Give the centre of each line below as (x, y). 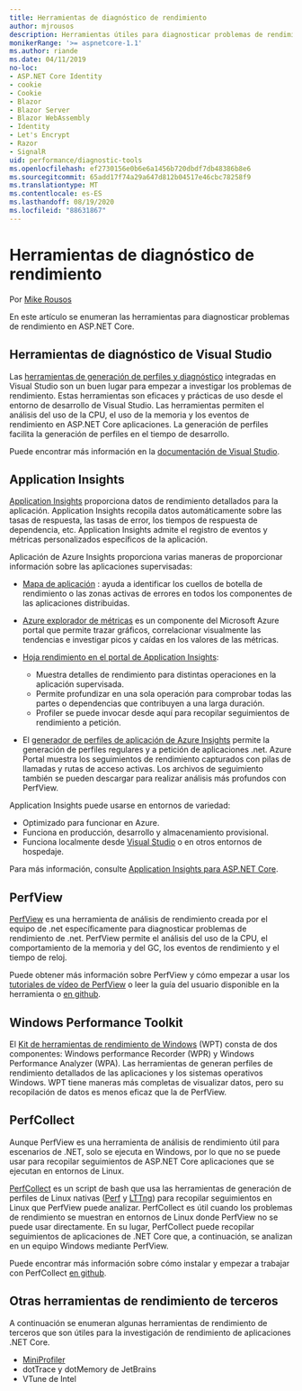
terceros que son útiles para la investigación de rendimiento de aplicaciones (150, 1332)
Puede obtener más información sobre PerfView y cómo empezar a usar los (150, 975)
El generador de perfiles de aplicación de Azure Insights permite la (146, 740)
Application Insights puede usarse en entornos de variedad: (120, 805)
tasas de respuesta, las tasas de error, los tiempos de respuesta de (133, 520)
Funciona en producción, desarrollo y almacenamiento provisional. (146, 833)
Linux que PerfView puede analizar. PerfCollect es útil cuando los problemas (151, 1207)
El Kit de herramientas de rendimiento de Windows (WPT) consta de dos (143, 1044)
